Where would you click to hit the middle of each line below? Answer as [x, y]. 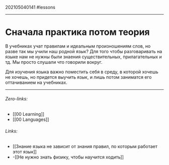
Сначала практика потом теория [77, 32]
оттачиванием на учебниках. [36, 82]
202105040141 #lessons [30, 7]
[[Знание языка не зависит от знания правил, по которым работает [85, 146]
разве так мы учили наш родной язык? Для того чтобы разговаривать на [84, 51]
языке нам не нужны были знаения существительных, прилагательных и [83, 57]
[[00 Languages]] [31, 119]
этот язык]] [24, 152]
